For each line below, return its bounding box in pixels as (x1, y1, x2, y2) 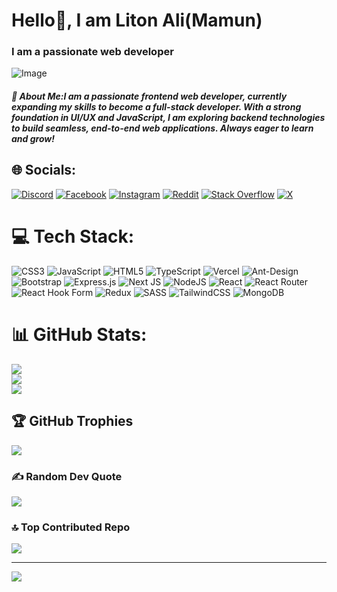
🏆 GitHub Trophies (11, 413, 134, 430)
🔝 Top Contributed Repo (11, 520, 131, 534)
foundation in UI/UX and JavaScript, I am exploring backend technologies (11, 112, 326, 124)
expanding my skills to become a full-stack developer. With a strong (11, 101, 302, 113)
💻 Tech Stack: (11, 225, 135, 248)
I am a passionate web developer (11, 45, 174, 59)
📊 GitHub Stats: (11, 324, 148, 346)
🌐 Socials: (11, 162, 77, 179)
